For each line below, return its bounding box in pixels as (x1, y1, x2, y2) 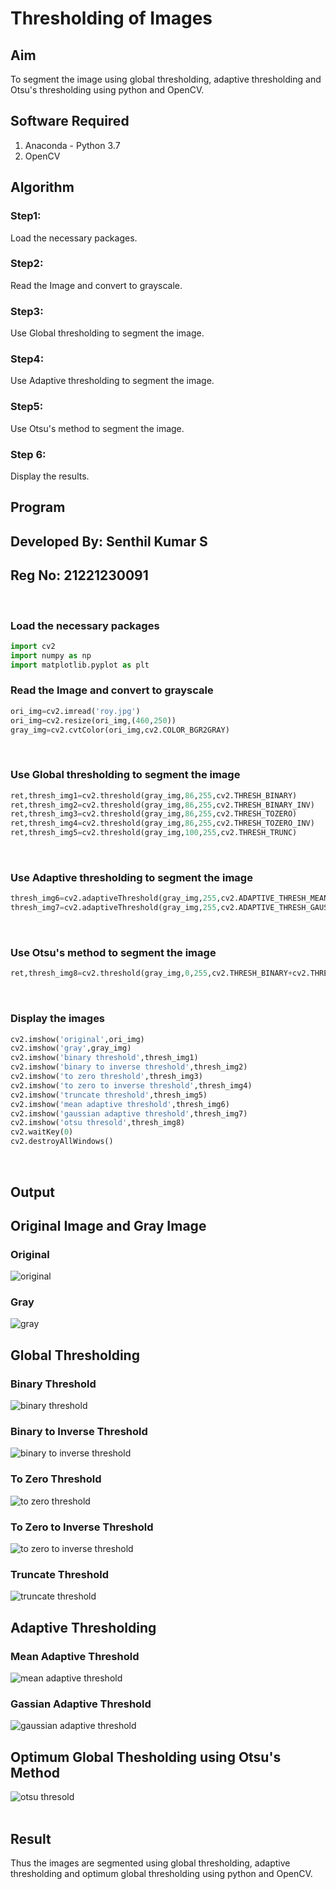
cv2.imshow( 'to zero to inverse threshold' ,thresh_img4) (10, 1080, 253, 1091)
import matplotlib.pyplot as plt (10, 660, 150, 670)
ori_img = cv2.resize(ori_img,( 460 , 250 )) (10, 715, 177, 726)
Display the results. (10, 470, 90, 482)
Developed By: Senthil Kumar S (10, 533, 208, 550)
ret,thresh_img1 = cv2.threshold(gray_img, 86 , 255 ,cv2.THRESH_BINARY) (10, 790, 298, 801)
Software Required (10, 113, 130, 130)
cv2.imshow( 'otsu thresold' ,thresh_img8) (10, 1118, 186, 1128)
